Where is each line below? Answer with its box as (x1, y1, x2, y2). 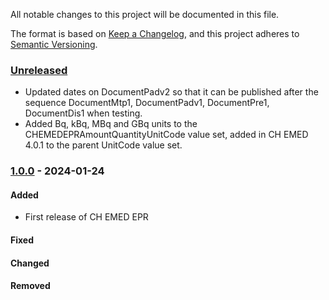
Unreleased (10, 63, 68, 77)
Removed (10, 280, 51, 292)
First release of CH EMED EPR (24, 211, 149, 223)
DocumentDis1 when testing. (24, 107, 143, 119)
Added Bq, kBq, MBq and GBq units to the (24, 118, 198, 130)
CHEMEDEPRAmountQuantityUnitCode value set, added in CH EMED (24, 129, 309, 141)
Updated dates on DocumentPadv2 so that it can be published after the (24, 86, 319, 98)
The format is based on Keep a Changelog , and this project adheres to (10, 28, 300, 39)
